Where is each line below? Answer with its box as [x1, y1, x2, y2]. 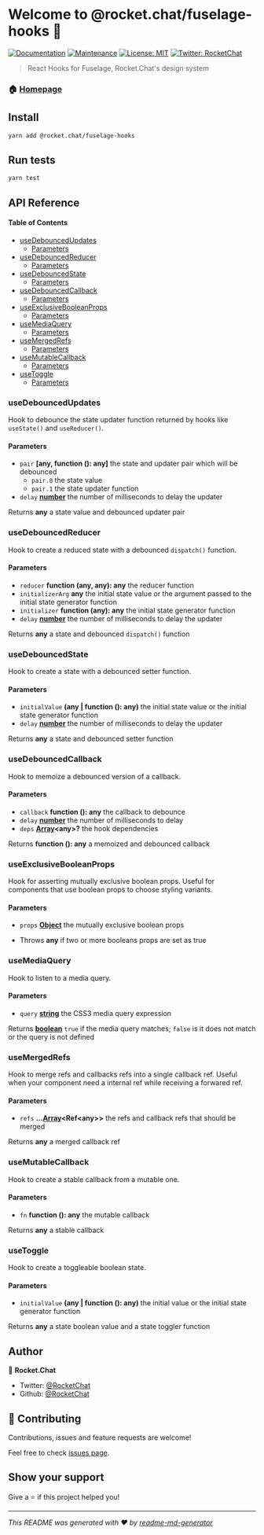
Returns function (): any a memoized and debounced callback [8, 839, 211, 848]
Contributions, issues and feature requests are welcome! [8, 1433, 192, 1442]
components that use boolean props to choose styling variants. [8, 885, 213, 894]
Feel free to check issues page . [8, 1448, 110, 1457]
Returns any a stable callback [8, 1225, 104, 1235]
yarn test [8, 175, 41, 182]
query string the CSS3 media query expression [19, 1008, 171, 1018]
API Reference [8, 196, 80, 209]
